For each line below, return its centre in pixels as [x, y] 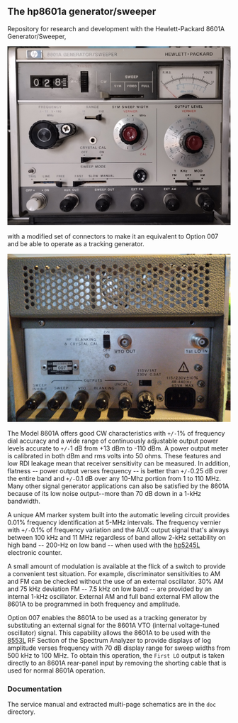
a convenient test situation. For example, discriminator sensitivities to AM [114, 573]
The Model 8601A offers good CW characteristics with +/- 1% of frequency [116, 433]
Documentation [35, 689]
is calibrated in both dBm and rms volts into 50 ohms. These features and [114, 456]
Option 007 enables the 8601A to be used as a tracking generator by [107, 617]
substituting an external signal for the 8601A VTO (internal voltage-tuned [113, 625]
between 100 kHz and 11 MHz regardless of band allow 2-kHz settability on [117, 537]
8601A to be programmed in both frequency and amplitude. [94, 604]
